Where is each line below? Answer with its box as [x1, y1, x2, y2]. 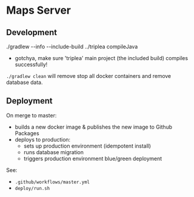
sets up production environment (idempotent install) [23, 142, 151, 149]
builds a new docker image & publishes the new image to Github [14, 123, 173, 130]
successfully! [14, 61, 48, 68]
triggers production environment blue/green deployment [23, 155, 162, 162]
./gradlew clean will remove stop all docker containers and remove [6, 73, 171, 79]
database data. [6, 79, 43, 86]
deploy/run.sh [14, 185, 50, 191]
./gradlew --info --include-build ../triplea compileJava [6, 43, 138, 50]
